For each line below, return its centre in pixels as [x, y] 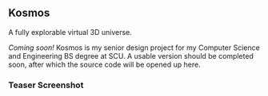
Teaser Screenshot [46, 85]
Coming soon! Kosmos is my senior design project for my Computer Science [134, 48]
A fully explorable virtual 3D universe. [70, 32]
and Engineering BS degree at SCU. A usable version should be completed [131, 56]
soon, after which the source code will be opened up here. [105, 64]
